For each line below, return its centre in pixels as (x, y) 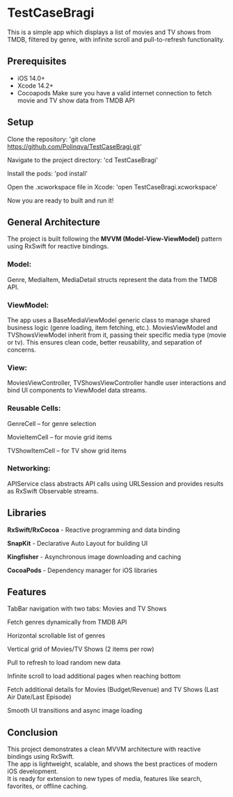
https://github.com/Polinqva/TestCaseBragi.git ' (75, 146)
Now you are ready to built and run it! (61, 200)
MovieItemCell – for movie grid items (60, 437)
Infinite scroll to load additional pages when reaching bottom (94, 676)
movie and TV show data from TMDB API (76, 100)
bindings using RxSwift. (41, 757)
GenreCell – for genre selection (52, 423)
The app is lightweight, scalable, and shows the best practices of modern (112, 764)
